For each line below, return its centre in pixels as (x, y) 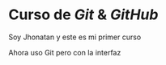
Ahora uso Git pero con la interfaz (65, 52)
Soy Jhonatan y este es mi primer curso (75, 37)
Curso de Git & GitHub (83, 15)
